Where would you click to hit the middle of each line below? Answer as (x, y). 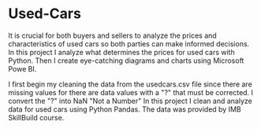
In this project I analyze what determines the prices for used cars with (121, 52)
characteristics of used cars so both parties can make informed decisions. (129, 43)
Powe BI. (22, 68)
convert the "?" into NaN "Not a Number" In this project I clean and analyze (130, 101)
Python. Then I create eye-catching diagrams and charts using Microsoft (126, 61)
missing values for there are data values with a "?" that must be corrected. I (131, 92)
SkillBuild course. (36, 117)
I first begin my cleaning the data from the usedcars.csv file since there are (130, 84)
